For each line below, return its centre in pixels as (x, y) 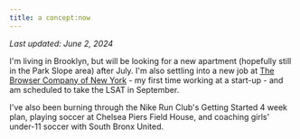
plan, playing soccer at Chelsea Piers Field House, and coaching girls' (140, 116)
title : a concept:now (50, 18)
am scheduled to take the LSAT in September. (94, 89)
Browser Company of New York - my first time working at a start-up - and (146, 80)
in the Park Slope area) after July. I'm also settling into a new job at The (142, 70)
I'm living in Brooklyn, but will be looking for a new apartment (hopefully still (150, 60)
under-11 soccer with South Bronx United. (87, 126)
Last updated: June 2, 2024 (61, 43)
